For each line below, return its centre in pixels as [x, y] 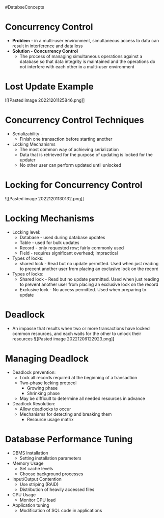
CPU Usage [24, 494]
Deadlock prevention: [34, 372]
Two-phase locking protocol [48, 383]
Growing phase [42, 388]
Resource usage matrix [50, 419]
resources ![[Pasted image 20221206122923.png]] [63, 338]
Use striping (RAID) [39, 484]
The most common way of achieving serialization [69, 149]
